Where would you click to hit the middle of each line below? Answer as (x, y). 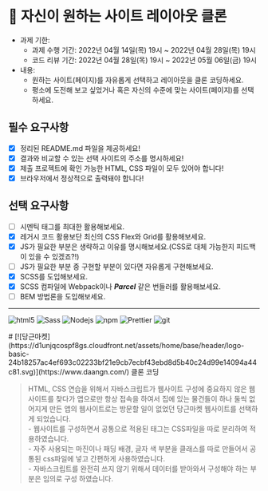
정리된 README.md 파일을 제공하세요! (80, 148)
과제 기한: (35, 40)
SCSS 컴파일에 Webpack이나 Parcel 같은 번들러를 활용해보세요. (120, 287)
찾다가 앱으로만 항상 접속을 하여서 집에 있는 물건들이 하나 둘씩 (151, 399)
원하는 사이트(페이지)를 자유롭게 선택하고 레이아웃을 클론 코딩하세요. (138, 80)
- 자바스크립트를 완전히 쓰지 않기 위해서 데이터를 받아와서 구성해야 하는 (138, 469)
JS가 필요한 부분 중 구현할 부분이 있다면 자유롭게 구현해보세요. (116, 267)
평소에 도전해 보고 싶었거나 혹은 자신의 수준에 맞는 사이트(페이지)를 (135, 89)
